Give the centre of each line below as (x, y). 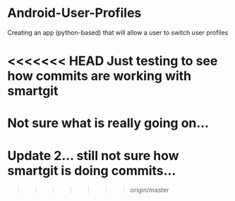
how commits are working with (100, 76)
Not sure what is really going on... (108, 123)
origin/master (150, 190)
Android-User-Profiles (74, 13)
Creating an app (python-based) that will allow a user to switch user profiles (118, 32)
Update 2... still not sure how (93, 156)
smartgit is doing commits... (92, 170)
